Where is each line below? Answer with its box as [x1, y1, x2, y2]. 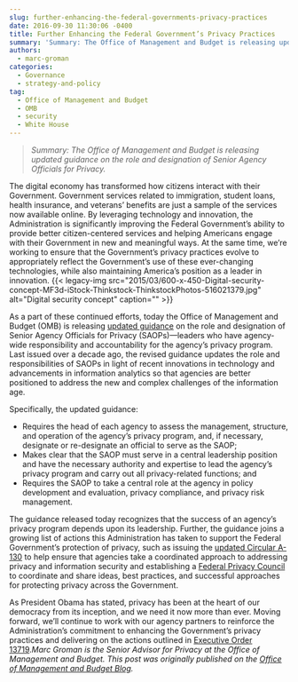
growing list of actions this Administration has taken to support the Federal [9, 533, 282, 543]
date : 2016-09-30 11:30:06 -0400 [9, 21, 133, 30]
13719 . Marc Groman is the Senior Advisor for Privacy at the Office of [9, 645, 260, 654]
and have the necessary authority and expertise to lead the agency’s [21, 459, 273, 469]
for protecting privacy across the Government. [9, 580, 179, 591]
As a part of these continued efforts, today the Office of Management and [9, 312, 279, 321]
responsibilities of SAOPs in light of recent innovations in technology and [9, 359, 275, 369]
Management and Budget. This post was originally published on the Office [9, 654, 282, 664]
